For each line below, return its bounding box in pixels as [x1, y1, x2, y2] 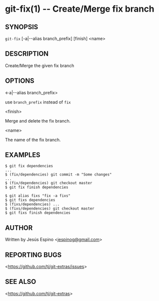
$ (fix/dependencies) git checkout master [5, 181, 92, 186]
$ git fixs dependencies [5, 198, 55, 203]
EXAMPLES [5, 151, 40, 159]
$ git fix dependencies [5, 164, 53, 169]
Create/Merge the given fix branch [5, 62, 74, 69]
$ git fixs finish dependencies [5, 211, 71, 215]
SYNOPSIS [5, 23, 38, 31]
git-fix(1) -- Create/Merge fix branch [5, 3, 155, 15]
